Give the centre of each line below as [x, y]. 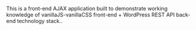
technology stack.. [40, 21]
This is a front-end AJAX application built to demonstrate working [87, 9]
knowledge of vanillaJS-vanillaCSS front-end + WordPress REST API [91, 15]
